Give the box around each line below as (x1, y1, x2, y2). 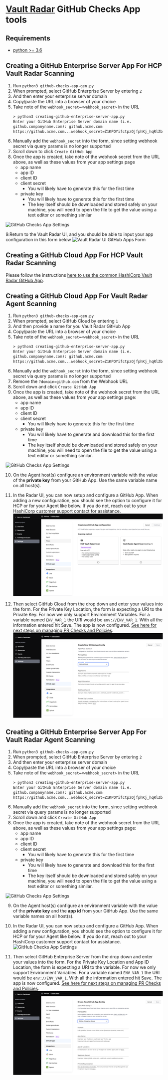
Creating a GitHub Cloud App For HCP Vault (5, 251, 144, 260)
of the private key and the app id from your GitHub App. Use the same (12, 908, 159, 914)
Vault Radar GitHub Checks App (5, 3, 141, 15)
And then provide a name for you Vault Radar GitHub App (12, 323, 131, 330)
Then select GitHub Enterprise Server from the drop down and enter (12, 954, 153, 960)
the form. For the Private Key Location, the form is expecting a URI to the (12, 606, 163, 612)
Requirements (5, 34, 50, 42)
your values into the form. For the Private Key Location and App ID (12, 959, 149, 965)
